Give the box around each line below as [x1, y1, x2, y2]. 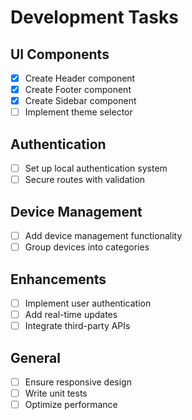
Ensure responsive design [24, 376, 132, 388]
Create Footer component [24, 84, 132, 96]
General [10, 349, 62, 366]
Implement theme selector [24, 106, 133, 118]
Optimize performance [24, 399, 118, 411]
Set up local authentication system [24, 162, 168, 175]
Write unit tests [24, 387, 88, 399]
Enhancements [10, 271, 107, 288]
